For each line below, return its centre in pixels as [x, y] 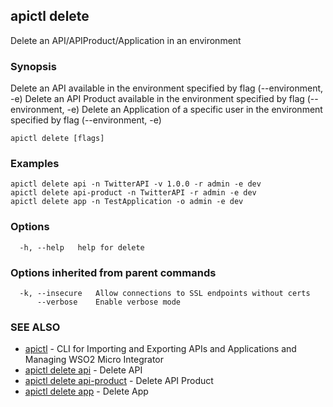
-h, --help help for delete [82, 247]
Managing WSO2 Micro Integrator [94, 360]
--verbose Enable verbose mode [109, 302]
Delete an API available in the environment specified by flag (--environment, [167, 88]
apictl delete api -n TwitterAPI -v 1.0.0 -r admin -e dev [136, 184]
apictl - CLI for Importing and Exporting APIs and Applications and [160, 349]
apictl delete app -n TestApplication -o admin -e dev [127, 202]
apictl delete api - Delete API [83, 370]
